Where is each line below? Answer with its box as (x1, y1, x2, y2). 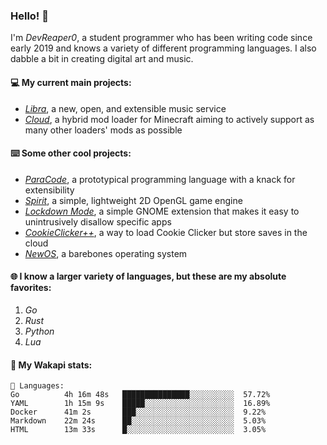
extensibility (24, 184, 75, 196)
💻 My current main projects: (10, 76, 132, 88)
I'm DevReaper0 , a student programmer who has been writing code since (10, 32, 313, 44)
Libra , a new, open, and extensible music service (24, 102, 227, 114)
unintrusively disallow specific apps (24, 215, 172, 228)
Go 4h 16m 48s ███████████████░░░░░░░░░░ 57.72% (10, 390, 271, 400)
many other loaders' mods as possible (24, 124, 183, 136)
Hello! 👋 (10, 9, 50, 23)
